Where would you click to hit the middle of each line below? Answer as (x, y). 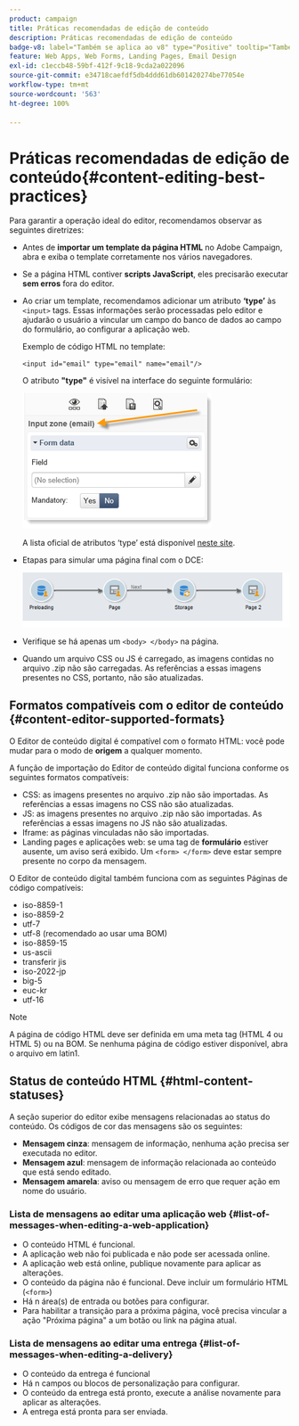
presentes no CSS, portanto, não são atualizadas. (113, 678)
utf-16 (33, 1000)
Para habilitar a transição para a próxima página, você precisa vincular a (154, 1311)
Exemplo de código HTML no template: (94, 347)
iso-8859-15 (45, 943)
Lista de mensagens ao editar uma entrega (103, 1343)
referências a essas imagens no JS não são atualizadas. (125, 823)
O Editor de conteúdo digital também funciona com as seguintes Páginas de (149, 878)
